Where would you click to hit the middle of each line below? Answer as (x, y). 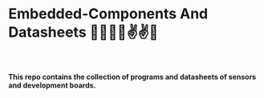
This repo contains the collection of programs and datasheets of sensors (132, 76)
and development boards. (52, 85)
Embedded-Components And (108, 14)
